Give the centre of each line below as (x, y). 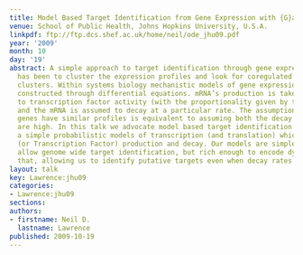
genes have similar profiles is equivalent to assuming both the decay (155, 118)
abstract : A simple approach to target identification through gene (141, 69)
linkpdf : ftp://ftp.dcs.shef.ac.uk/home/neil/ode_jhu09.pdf (125, 34)
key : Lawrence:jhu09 (48, 177)
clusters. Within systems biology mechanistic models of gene (137, 85)
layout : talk (34, 169)
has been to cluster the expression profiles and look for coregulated (155, 77)
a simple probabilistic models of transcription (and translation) (147, 136)
